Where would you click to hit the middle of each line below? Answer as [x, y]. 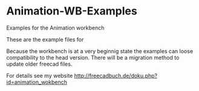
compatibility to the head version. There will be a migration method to [93, 57]
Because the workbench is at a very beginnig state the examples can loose [100, 51]
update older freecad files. [39, 64]
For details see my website [40, 75]
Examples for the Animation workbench [55, 28]
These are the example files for [45, 39]
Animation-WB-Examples [72, 11]
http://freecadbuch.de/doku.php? [116, 75]
